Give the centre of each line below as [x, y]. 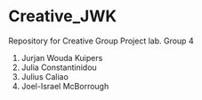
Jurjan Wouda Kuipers [62, 58]
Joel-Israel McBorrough [65, 86]
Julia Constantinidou [59, 67]
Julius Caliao [44, 76]
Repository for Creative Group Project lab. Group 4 [101, 41]
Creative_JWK [63, 16]
